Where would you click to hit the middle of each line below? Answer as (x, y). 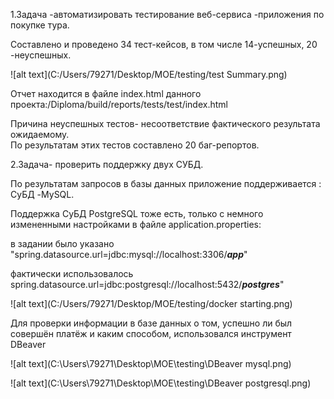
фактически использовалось (72, 273)
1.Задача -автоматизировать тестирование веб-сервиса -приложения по (167, 14)
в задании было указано (62, 243)
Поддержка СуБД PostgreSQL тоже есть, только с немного (137, 213)
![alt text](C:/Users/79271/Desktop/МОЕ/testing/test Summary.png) (149, 74)
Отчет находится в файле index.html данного (106, 93)
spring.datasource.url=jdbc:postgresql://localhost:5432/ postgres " (147, 284)
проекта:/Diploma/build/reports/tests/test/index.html (119, 104)
